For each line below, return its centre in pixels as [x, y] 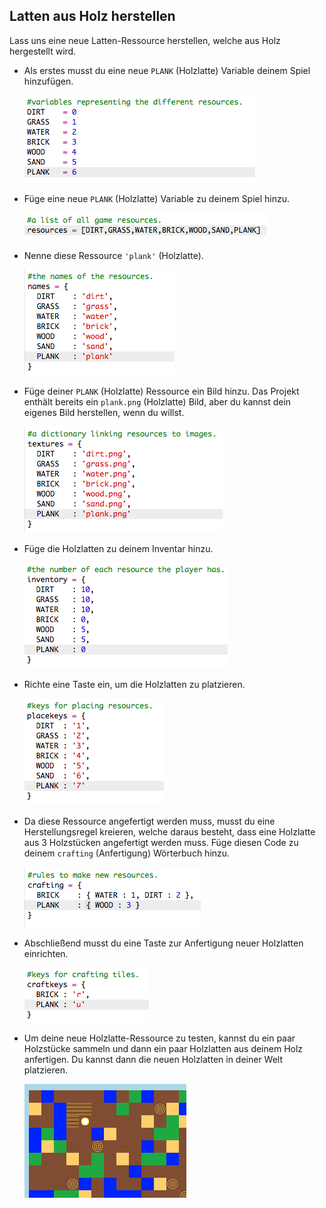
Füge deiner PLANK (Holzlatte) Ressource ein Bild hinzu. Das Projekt [161, 391]
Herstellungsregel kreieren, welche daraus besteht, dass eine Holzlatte [169, 831]
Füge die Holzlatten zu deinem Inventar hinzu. [118, 548]
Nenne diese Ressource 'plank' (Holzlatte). [113, 255]
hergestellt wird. [43, 51]
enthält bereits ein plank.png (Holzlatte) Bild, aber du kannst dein [157, 401]
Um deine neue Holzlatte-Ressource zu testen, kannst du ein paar [159, 1038]
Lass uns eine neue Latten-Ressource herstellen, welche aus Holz [145, 40]
